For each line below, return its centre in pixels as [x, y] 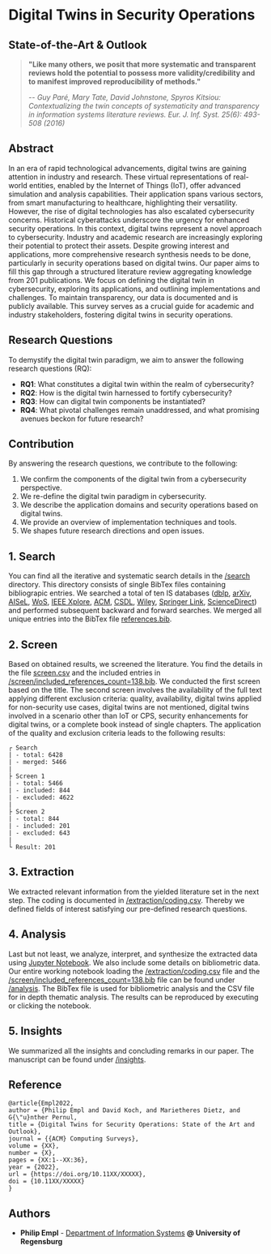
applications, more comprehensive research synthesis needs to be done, [130, 254]
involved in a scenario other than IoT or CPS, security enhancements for [128, 716]
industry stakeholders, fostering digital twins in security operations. [121, 315]
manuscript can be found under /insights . [77, 1059]
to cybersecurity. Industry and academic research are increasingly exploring [135, 237]
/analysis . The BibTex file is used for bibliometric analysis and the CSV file [131, 988]
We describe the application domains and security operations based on [139, 505]
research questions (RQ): [50, 368]
